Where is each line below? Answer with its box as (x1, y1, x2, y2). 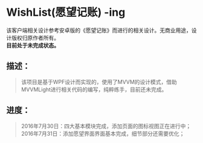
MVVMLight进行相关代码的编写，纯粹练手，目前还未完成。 (21, 86, 167, 93)
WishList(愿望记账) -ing (6, 5, 126, 19)
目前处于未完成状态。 (6, 42, 59, 49)
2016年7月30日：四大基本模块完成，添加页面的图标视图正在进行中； (21, 122, 192, 130)
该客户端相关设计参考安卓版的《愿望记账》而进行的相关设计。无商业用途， (6, 27, 192, 34)
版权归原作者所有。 (11, 34, 59, 41)
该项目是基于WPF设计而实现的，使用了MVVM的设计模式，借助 (21, 78, 177, 85)
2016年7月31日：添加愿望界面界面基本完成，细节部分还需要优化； (21, 130, 185, 137)
